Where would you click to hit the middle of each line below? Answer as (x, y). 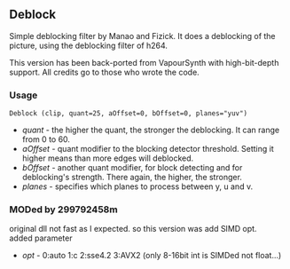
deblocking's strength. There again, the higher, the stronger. (132, 178)
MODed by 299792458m (63, 210)
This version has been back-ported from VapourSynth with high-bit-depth (144, 62)
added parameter (41, 238)
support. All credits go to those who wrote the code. (104, 72)
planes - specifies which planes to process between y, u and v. (137, 186)
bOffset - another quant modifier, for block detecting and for (132, 168)
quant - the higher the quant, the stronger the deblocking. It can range (151, 130)
